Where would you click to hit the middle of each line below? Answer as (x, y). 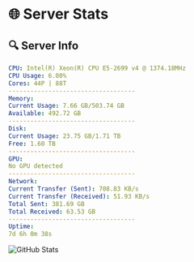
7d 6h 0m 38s (30, 234)
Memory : (21, 98)
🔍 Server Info (44, 45)
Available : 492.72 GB (45, 114)
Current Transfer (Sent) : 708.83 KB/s (74, 189)
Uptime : (21, 227)
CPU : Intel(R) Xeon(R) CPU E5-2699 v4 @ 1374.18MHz (97, 68)
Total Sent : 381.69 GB (46, 204)
